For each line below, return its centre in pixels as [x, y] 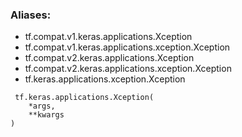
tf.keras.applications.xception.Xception [105, 79]
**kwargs [46, 115]
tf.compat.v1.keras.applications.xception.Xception [127, 47]
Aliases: [31, 15]
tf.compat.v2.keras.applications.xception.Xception [128, 69]
